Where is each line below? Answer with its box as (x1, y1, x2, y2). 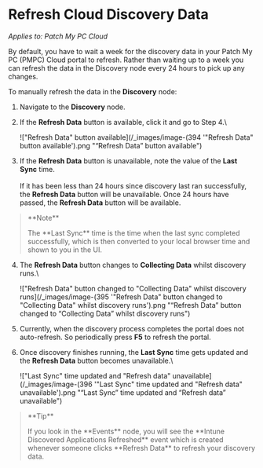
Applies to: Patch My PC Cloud (8, 31, 108, 41)
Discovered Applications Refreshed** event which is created (27, 434, 224, 444)
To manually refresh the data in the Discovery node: (8, 86, 177, 96)
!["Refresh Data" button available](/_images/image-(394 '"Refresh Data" (19, 132, 254, 142)
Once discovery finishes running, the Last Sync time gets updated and (19, 347, 249, 356)
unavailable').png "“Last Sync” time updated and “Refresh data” (19, 387, 226, 397)
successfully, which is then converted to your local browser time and (27, 236, 250, 246)
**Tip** (27, 411, 54, 421)
